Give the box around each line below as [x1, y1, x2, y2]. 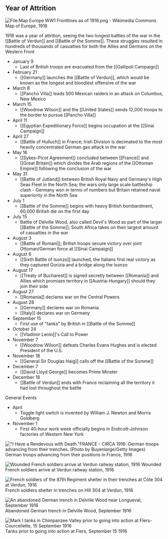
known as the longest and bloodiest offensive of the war [20, 80, 136, 86]
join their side [20, 283, 49, 289]
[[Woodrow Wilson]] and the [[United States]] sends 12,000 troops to [20, 106, 163, 112]
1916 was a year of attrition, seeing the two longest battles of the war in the [5, 32, 160, 38]
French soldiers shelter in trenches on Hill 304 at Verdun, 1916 [5, 487, 134, 493]
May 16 [12, 149, 28, 155]
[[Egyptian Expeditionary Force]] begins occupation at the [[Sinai [20, 122, 154, 128]
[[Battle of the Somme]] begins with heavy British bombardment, [20, 203, 154, 209]
